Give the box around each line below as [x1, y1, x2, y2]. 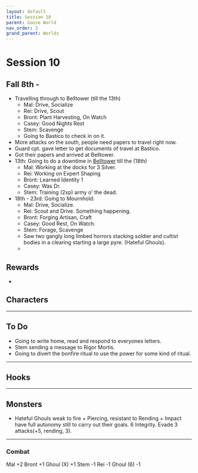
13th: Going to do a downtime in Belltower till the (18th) [14, 157, 147, 165]
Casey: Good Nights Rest [23, 120, 85, 127]
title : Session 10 [6, 14, 51, 20]
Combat [6, 448, 30, 456]
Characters [6, 295, 48, 305]
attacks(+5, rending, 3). [14, 428, 72, 435]
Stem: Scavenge [23, 126, 64, 133]
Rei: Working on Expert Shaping [23, 170, 101, 177]
